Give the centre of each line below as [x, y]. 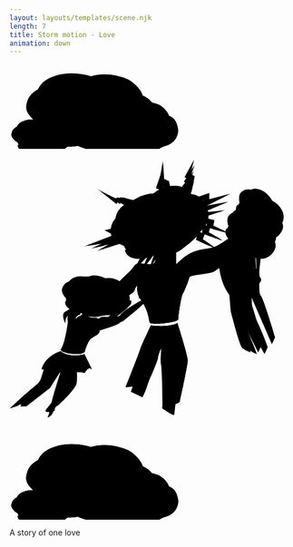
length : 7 [28, 26]
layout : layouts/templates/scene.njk [81, 18]
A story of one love [45, 532]
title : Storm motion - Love [63, 34]
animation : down [40, 43]
